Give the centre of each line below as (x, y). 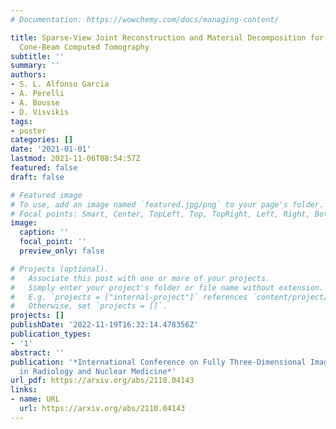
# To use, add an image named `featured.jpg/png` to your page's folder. (167, 204)
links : (24, 390)
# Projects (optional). (60, 269)
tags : (21, 121)
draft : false (37, 177)
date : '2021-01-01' (51, 149)
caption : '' (44, 232)
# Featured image (46, 195)
